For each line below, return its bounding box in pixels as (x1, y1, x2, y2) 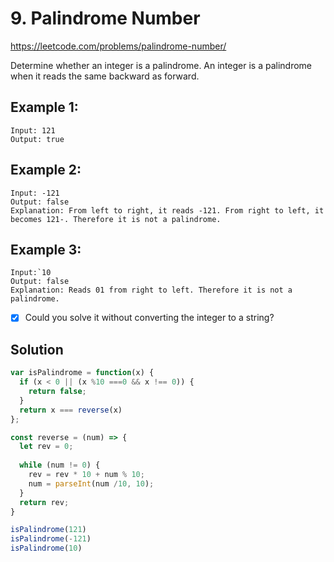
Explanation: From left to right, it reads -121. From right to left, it (10, 205, 325, 216)
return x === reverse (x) (19, 405, 123, 415)
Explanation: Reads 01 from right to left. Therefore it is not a (10, 285, 293, 296)
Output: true (10, 134, 65, 144)
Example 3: (10, 241, 82, 258)
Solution (10, 341, 64, 358)
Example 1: (10, 99, 79, 116)
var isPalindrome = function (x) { (10, 368, 155, 378)
